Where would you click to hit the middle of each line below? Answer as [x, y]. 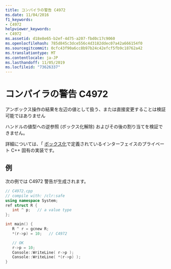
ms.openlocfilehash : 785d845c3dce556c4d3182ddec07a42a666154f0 [74, 44]
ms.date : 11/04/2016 [27, 15]
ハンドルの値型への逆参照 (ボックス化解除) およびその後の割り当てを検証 [82, 127]
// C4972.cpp [19, 191]
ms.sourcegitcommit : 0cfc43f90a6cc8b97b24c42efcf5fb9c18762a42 [74, 48]
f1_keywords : [19, 19]
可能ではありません [26, 116]
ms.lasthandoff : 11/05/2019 [35, 63]
